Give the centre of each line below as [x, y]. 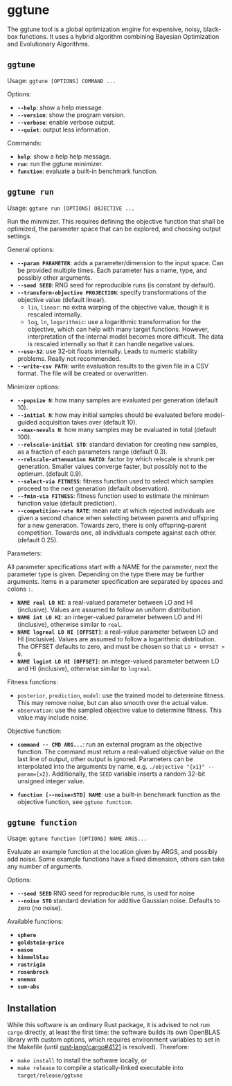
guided [27, 422]
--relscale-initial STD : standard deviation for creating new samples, [117, 444]
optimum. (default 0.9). [50, 474]
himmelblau [33, 958]
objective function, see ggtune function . [75, 801]
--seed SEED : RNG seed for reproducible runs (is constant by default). [116, 285]
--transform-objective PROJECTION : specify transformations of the [112, 292]
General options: [31, 249]
